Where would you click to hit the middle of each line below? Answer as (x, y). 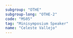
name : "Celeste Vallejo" (31, 28)
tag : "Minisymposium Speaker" (37, 23)
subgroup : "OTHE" (23, 10)
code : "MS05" (19, 19)
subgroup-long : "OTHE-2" (31, 14)
